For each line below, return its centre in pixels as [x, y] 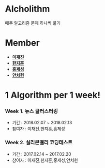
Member [22, 43]
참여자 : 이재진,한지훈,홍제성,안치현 [45, 160]
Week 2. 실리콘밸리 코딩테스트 [39, 143]
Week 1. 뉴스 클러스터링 [31, 111]
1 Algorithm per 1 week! [53, 95]
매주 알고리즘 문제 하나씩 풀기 [33, 23]
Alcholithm [28, 9]
